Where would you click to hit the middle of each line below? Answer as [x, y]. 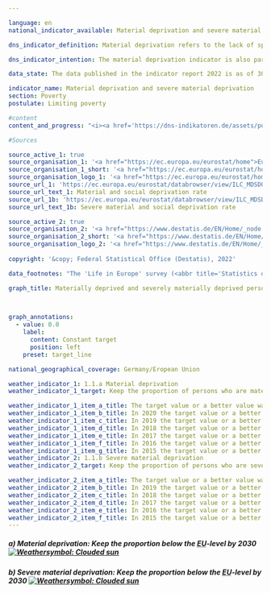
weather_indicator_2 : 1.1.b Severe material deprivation [106, 458]
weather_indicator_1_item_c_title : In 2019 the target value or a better [135, 421]
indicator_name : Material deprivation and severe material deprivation [131, 89]
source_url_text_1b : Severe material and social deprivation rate [122, 207]
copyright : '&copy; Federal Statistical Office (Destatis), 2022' [122, 259]
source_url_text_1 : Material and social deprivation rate [108, 192]
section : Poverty [38, 96]
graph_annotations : [41, 317]
